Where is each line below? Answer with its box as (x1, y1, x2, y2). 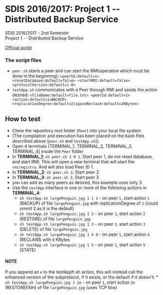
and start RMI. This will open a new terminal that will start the (12, 159, 135, 165)
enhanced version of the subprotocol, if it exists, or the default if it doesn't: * (5, 274, 159, 280)
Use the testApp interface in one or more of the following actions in (12, 185, 147, 191)
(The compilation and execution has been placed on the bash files (12, 133, 145, 139)
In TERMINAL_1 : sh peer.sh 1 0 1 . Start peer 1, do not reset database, (12, 154, 153, 160)
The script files (5, 57, 42, 63)
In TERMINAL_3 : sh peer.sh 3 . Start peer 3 (12, 174, 99, 180)
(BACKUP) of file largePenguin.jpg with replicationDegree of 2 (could (19, 200, 158, 206)
